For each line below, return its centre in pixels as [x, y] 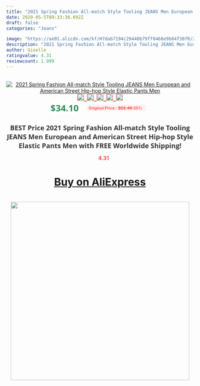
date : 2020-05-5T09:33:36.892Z [45, 17]
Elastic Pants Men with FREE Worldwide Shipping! [100, 145]
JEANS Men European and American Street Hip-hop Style [100, 136]
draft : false [22, 23]
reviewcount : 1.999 [30, 61]
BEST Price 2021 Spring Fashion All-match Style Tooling [100, 128]
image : [14, 39]
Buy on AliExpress [100, 182]
